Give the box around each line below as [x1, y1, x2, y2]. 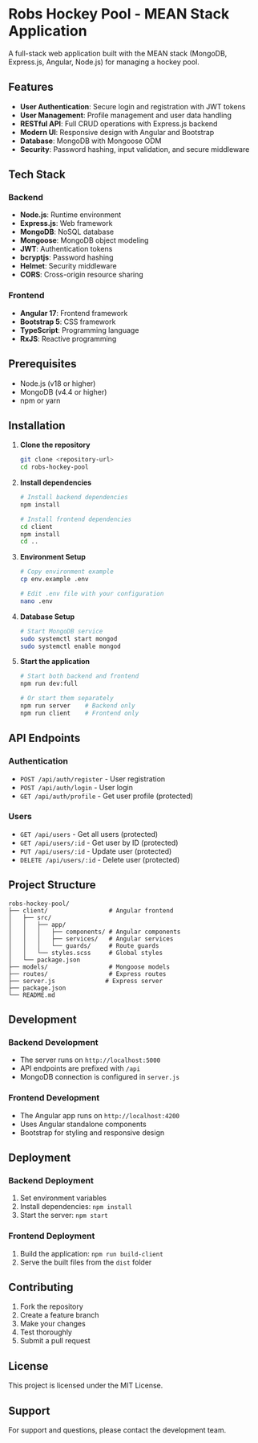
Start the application [19, 657, 91, 666]
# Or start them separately [19, 695, 114, 703]
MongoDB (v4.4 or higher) [19, 387, 107, 396]
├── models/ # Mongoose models [8, 962, 171, 971]
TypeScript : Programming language [19, 325, 139, 334]
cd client [19, 523, 54, 531]
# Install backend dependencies [19, 494, 128, 502]
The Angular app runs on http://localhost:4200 [19, 1110, 180, 1120]
